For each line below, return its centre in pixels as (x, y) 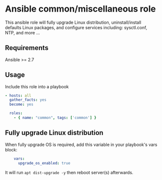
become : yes (22, 105)
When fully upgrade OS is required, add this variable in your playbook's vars (81, 145)
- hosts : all (18, 96)
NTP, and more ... (23, 33)
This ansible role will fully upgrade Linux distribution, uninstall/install (73, 22)
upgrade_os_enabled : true (44, 163)
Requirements (27, 48)
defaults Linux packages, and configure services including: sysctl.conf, (76, 27)
